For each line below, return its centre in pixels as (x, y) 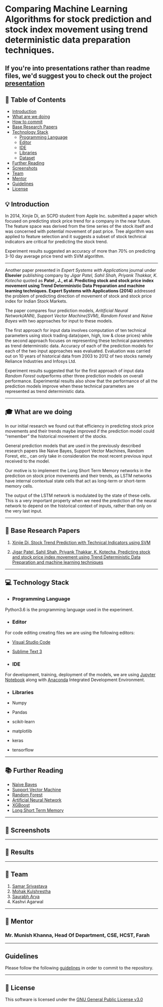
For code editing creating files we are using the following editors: (70, 632)
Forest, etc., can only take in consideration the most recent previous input (79, 456)
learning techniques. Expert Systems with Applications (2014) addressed (80, 291)
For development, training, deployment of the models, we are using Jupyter (80, 675)
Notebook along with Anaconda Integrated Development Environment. (75, 680)
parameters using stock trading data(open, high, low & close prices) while (79, 336)
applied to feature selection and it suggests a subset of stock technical (76, 237)
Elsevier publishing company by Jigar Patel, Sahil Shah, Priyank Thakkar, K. (81, 275)
